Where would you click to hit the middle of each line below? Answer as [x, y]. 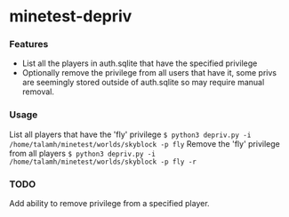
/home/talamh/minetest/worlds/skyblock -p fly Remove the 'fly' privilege [144, 143]
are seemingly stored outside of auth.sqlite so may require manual [143, 83]
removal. [38, 92]
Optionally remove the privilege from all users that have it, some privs [149, 73]
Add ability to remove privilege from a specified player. [110, 204]
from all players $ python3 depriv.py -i [82, 153]
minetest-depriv [71, 16]
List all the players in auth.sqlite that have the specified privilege [140, 63]
